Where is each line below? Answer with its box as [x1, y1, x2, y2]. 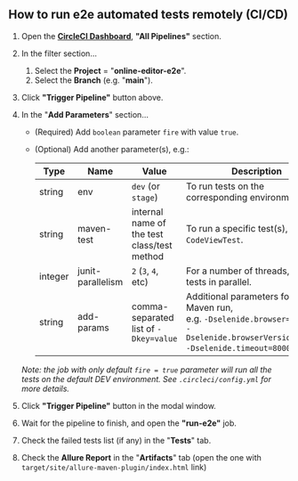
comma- [131, 300, 169, 313]
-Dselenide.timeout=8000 [185, 343, 291, 353]
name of [131, 216, 166, 229]
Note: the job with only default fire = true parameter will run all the [20, 364, 272, 375]
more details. [20, 383, 70, 394]
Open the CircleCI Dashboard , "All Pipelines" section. [20, 30, 221, 41]
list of [131, 322, 155, 335]
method [131, 249, 165, 262]
